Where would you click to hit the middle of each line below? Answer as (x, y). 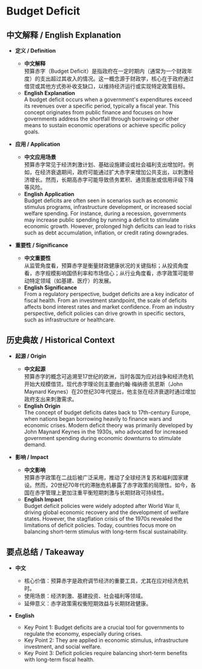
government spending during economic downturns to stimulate (103, 438)
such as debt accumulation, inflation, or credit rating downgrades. (106, 232)
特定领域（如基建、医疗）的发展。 (72, 281)
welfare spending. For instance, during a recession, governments (105, 213)
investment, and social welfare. (63, 647)
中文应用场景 (40, 157)
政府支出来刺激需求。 (50, 399)
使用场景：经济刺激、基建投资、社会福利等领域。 (85, 596)
